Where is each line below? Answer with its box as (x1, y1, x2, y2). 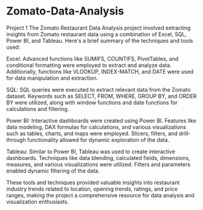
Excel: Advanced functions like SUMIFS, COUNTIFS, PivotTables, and (6, 55, 179, 62)
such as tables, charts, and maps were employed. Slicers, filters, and (6, 130, 178, 137)
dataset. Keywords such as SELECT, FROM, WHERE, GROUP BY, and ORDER (6, 92, 197, 100)
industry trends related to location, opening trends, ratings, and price (6, 185, 178, 192)
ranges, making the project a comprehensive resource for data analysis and (6, 191, 195, 199)
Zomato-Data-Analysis (6, 4, 124, 18)
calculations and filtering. (6, 105, 69, 112)
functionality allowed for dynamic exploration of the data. (27, 136, 170, 143)
